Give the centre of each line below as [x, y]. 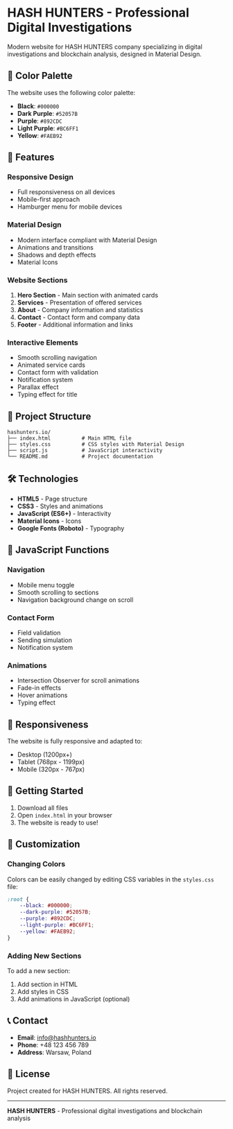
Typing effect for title [47, 395]
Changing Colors [36, 864]
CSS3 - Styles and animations [60, 506]
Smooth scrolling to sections [58, 592]
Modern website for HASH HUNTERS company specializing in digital [105, 46]
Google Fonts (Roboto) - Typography [71, 528]
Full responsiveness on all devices [66, 192]
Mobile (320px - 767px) [51, 769]
